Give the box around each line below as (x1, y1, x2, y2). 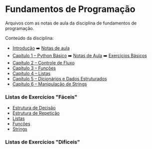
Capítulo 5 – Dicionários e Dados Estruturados (12, 75, 107, 81)
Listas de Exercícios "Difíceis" (5, 138, 80, 145)
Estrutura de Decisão (12, 105, 56, 111)
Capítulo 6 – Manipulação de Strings (12, 81, 87, 87)
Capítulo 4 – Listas (12, 70, 51, 76)
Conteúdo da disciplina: (5, 35, 54, 41)
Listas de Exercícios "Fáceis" (5, 93, 78, 100)
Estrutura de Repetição (12, 110, 60, 116)
